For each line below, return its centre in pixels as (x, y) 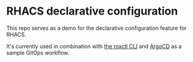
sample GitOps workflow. (38, 52)
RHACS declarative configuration (92, 11)
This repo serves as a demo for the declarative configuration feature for (96, 28)
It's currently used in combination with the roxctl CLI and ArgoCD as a (94, 46)
